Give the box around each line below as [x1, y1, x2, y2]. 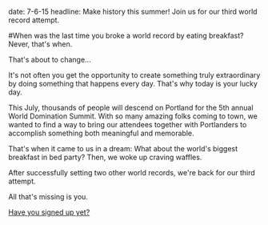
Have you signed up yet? [8, 207, 90, 217]
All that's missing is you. [8, 192, 88, 201]
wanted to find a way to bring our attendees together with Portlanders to [8, 120, 247, 129]
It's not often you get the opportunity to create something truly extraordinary [8, 70, 261, 79]
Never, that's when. [8, 39, 73, 49]
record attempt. [8, 15, 60, 25]
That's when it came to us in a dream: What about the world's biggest [8, 144, 238, 153]
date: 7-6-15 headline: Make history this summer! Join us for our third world [8, 7, 258, 16]
